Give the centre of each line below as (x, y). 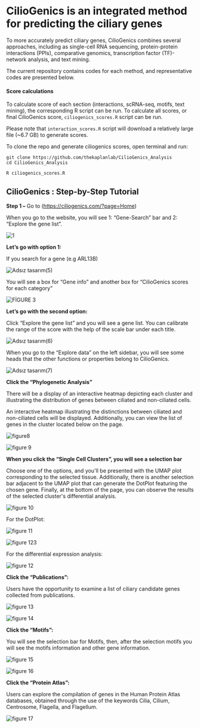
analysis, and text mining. (59, 59)
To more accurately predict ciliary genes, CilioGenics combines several (93, 40)
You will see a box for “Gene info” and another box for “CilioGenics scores (97, 282)
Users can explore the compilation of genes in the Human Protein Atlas (93, 694)
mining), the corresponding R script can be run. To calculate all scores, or (96, 111)
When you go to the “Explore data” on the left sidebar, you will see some (95, 352)
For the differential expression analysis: (54, 554)
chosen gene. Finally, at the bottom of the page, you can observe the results (100, 489)
